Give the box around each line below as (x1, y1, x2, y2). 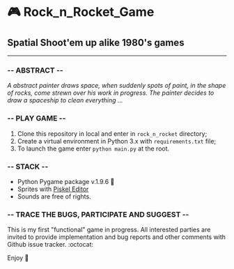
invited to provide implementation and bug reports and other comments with (7, 233, 226, 241)
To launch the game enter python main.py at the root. (17, 144, 170, 153)
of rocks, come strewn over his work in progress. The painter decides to (7, 89, 214, 97)
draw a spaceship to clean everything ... (7, 96, 123, 105)
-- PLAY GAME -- (7, 114, 66, 123)
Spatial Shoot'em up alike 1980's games (7, 36, 185, 48)
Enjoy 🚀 (7, 254, 29, 262)
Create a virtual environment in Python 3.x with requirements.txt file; (17, 137, 217, 145)
